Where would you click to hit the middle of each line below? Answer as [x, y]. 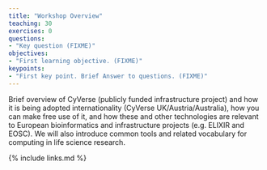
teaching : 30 [30, 23]
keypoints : [27, 69]
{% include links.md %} [48, 158]
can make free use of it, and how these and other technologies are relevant [133, 116]
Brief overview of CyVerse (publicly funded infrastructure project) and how [133, 99]
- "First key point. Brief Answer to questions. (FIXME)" [108, 76]
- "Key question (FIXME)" [52, 46]
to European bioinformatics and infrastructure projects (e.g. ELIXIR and [127, 125]
